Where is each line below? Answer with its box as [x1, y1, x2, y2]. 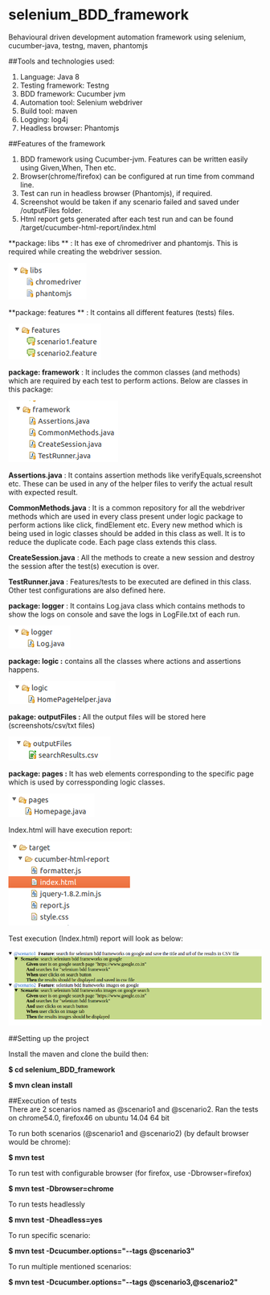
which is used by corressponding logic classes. [8, 777, 166, 787]
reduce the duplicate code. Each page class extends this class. [8, 537, 217, 547]
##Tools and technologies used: [8, 56, 115, 66]
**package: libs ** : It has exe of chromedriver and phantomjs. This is [8, 238, 239, 248]
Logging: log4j [19, 114, 68, 124]
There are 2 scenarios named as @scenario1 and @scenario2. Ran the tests [8, 1104, 259, 1114]
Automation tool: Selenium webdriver [19, 97, 143, 107]
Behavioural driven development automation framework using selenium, [8, 32, 247, 42]
